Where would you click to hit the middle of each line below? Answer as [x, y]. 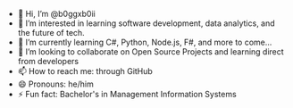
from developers [48, 61]
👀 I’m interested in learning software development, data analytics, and [146, 23]
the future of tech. [51, 33]
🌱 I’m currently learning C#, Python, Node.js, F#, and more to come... [145, 42]
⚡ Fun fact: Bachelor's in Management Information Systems [127, 94]
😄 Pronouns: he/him [55, 84]
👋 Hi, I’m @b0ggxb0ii [56, 14]
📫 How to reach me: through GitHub [85, 71]
